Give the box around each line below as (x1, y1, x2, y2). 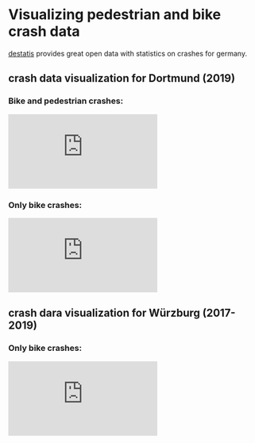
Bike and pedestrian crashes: (8, 95, 124, 106)
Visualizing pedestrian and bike (8, 6, 221, 24)
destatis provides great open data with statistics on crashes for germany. (8, 48, 248, 58)
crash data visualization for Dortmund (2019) (8, 71, 236, 85)
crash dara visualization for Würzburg (8, 306, 201, 320)
